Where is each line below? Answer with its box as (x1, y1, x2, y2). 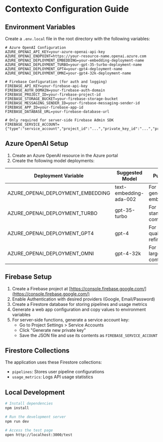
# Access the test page (5, 428, 53, 433)
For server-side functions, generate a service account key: (12, 317, 130, 322)
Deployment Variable (33, 172, 84, 179)
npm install (5, 406, 29, 411)
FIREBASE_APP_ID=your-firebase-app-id (5, 105, 83, 110)
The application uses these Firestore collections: (5, 360, 102, 365)
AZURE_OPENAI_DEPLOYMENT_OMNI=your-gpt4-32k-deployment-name (5, 71, 131, 76)
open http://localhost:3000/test (5, 432, 73, 437)
